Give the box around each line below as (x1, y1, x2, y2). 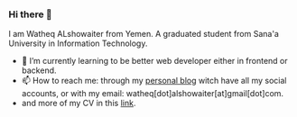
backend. (21, 65, 57, 76)
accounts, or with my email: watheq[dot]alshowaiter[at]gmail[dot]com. (21, 88, 284, 99)
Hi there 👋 (8, 8, 53, 21)
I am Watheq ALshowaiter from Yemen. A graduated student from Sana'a (8, 29, 279, 40)
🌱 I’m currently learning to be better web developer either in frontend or (21, 56, 288, 67)
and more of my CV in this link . (21, 98, 136, 109)
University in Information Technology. (8, 38, 148, 49)
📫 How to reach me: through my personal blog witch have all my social (21, 76, 287, 86)
